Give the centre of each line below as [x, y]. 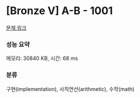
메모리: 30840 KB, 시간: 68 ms [42, 58]
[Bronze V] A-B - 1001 [59, 11]
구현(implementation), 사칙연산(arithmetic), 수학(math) [70, 89]
